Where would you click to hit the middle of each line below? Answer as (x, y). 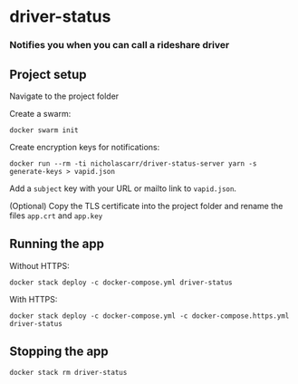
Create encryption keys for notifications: (85, 147)
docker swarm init (44, 130)
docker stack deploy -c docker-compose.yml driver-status (121, 283)
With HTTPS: (34, 299)
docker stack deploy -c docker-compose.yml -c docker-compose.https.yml (149, 316)
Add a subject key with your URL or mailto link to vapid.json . (123, 188)
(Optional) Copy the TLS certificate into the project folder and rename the (146, 206)
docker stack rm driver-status (68, 372)
